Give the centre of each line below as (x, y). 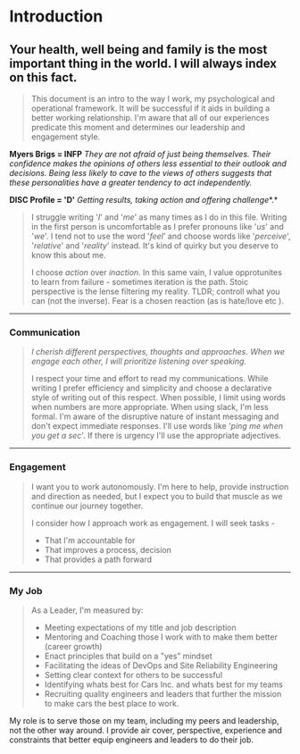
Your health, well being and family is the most (138, 50)
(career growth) (73, 646)
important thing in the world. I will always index (143, 63)
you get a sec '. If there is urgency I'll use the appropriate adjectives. (156, 436)
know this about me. (68, 255)
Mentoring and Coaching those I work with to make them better (161, 637)
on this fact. (43, 77)
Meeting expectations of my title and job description (140, 627)
